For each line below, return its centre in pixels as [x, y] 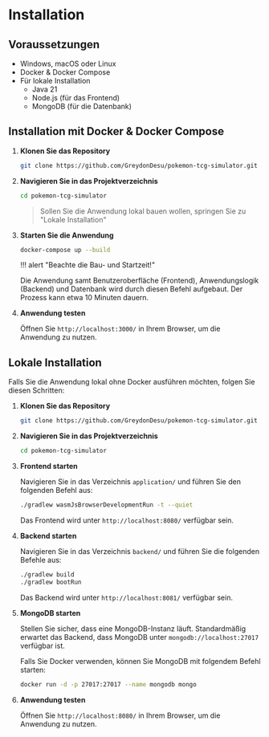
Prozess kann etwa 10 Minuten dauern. [84, 298]
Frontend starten [49, 466]
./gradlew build [47, 574]
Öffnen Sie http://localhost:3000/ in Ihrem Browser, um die [120, 329]
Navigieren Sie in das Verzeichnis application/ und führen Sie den [130, 482]
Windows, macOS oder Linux [68, 63]
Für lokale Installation [55, 81]
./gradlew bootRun [51, 582]
